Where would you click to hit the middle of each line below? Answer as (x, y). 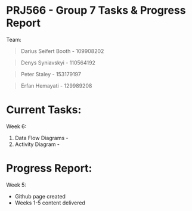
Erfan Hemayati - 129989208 (56, 86)
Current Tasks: (44, 110)
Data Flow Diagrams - (41, 138)
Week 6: (16, 126)
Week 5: (16, 185)
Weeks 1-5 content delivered (50, 203)
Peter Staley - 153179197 (51, 74)
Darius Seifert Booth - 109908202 (62, 51)
